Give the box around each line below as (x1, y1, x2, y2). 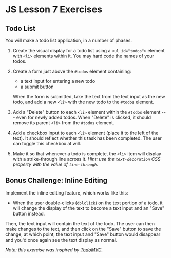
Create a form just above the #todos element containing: (12, 68, 132, 74)
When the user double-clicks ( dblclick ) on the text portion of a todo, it (12, 200, 163, 206)
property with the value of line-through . (12, 161, 99, 167)
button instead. (12, 210, 45, 217)
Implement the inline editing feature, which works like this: (5, 189, 128, 196)
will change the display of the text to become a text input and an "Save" (12, 205, 165, 211)
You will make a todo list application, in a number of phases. (5, 37, 132, 44)
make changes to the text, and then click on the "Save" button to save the (5, 226, 161, 232)
